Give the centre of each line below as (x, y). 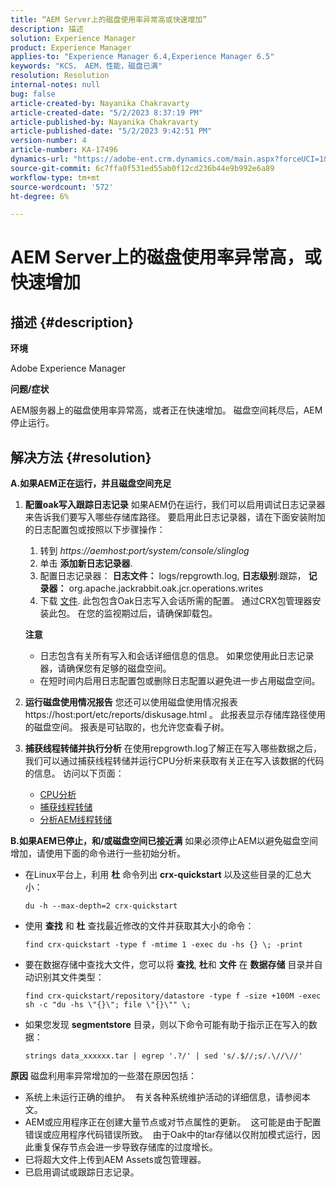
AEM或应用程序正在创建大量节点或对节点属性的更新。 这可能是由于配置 (173, 1122)
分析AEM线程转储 (76, 820)
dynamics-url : (40, 159)
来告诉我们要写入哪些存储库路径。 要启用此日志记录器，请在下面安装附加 (175, 517)
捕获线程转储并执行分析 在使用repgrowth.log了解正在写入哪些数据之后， (173, 748)
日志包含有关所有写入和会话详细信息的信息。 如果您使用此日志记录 (177, 656)
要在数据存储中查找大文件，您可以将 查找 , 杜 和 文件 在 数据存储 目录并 (169, 965)
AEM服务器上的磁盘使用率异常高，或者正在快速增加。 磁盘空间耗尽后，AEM (166, 410)
